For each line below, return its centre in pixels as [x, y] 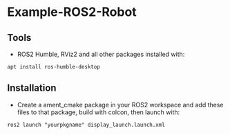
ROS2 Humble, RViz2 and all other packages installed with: [101, 54]
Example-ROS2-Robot [72, 12]
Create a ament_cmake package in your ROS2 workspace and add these [120, 105]
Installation [32, 88]
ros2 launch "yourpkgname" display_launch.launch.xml [86, 125]
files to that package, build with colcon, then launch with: [98, 112]
